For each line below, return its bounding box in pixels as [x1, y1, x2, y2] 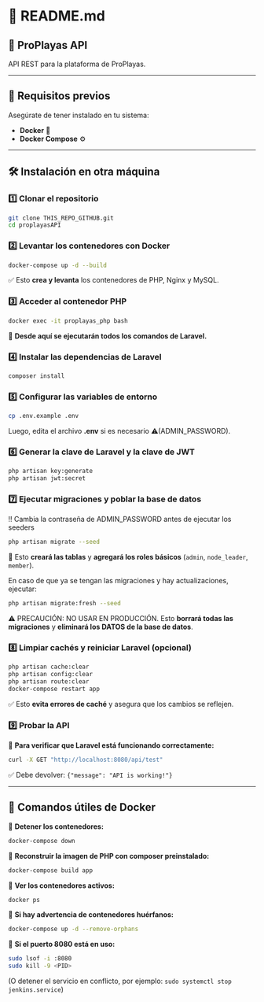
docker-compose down [8, 837, 76, 845]
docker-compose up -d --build [8, 261, 108, 269]
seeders [8, 523, 35, 532]
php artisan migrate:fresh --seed [8, 600, 122, 608]
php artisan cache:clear [8, 663, 90, 671]
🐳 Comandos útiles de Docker [8, 800, 156, 814]
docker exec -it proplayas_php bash [8, 316, 128, 325]
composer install [8, 372, 65, 380]
